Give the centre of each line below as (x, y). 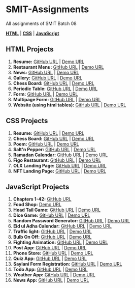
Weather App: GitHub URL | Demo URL (54, 275)
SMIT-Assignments (47, 9)
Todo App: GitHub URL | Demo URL (50, 269)
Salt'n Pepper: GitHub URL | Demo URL (55, 149)
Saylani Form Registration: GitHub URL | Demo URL (68, 264)
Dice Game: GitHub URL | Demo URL (52, 215)
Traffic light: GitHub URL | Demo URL (52, 232)
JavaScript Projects (38, 187)
